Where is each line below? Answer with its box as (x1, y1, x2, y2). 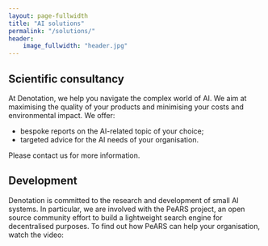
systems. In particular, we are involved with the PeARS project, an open (8, 204, 245, 214)
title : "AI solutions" (8, 19, 85, 28)
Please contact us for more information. (8, 151, 140, 160)
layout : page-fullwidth (8, 11, 89, 20)
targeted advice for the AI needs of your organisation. (19, 134, 199, 144)
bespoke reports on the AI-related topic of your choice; (19, 126, 204, 136)
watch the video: (8, 230, 65, 240)
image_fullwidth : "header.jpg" (23, 42, 128, 50)
